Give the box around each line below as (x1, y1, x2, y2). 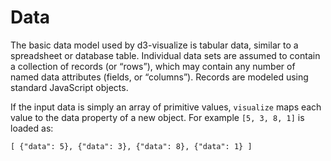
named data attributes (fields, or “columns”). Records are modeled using (10, 71, 309, 83)
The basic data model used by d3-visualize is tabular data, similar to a (10, 39, 299, 51)
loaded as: (10, 122, 54, 134)
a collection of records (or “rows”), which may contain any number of (10, 60, 296, 72)
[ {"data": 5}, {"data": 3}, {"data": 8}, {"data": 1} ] (10, 141, 253, 151)
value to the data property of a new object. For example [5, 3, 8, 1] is (10, 111, 305, 123)
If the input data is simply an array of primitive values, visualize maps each (10, 101, 322, 113)
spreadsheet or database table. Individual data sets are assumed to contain (10, 49, 321, 61)
